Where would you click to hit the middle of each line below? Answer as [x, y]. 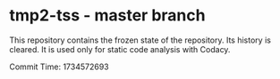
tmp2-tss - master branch [107, 16]
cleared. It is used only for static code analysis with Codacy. [120, 49]
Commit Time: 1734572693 [59, 67]
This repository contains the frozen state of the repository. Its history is [140, 40]
